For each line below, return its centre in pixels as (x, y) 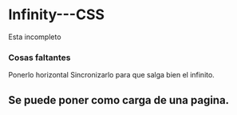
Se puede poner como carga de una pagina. (119, 100)
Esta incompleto (35, 37)
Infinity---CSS (57, 15)
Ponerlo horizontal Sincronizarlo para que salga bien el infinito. (112, 75)
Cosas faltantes (39, 57)
